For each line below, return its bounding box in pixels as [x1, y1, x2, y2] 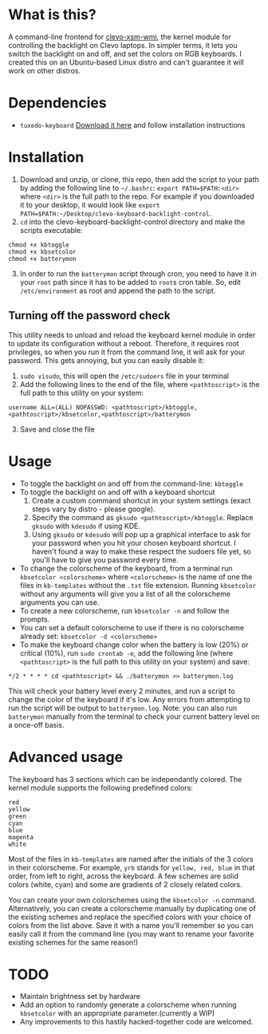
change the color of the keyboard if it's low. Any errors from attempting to [8, 694, 251, 704]
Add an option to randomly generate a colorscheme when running [19, 1000, 237, 1010]
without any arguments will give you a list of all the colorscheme [19, 589, 231, 598]
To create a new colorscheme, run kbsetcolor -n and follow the [19, 606, 230, 615]
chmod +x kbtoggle [8, 241, 69, 249]
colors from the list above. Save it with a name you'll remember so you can [8, 920, 254, 930]
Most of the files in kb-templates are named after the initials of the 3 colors [8, 854, 254, 863]
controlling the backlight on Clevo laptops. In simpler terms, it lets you [8, 40, 238, 49]
